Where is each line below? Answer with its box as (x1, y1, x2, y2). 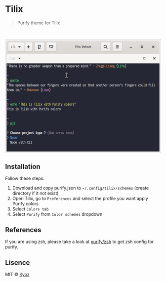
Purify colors (12, 201, 39, 207)
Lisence (5, 258, 30, 267)
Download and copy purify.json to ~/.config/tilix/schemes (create (12, 185, 149, 191)
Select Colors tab (12, 206, 49, 212)
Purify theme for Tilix (17, 20, 60, 26)
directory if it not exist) (12, 190, 59, 196)
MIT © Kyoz (5, 272, 30, 278)
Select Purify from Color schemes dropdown (12, 211, 103, 217)
